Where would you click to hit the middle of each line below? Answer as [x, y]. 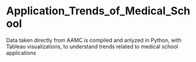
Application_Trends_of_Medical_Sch [98, 11]
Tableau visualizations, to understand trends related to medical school [92, 46]
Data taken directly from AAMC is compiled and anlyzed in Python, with [94, 40]
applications [21, 52]
